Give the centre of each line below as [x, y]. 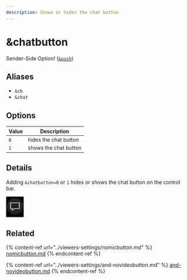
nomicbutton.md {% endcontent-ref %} [53, 254]
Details [19, 168]
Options [21, 115]
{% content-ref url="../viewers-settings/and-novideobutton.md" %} [87, 265]
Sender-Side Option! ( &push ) [40, 58]
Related [20, 233]
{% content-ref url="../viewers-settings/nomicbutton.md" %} [79, 247]
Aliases [20, 76]
